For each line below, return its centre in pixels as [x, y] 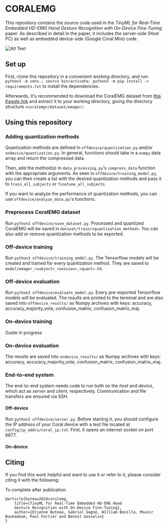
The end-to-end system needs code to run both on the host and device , [79, 386]
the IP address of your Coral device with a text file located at [68, 424]
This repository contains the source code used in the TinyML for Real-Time [83, 23]
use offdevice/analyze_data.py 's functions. [51, 199]
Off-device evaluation [32, 281]
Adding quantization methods [42, 137]
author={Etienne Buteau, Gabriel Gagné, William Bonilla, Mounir [84, 512]
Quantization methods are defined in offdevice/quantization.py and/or [79, 148]
